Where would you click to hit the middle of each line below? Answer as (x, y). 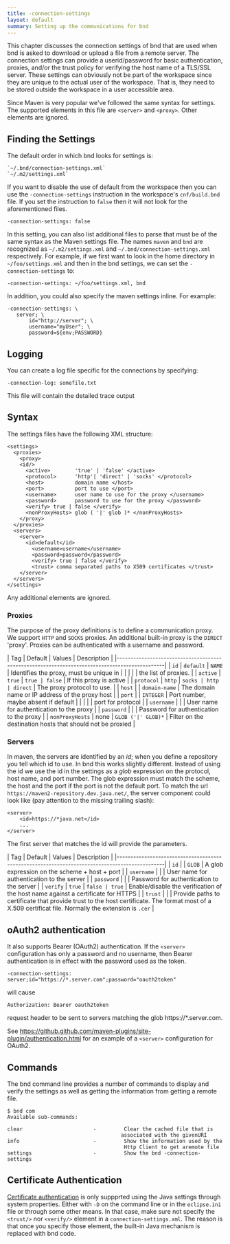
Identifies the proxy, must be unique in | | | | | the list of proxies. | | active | (116, 673)
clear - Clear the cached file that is (110, 1129)
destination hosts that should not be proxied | (71, 724)
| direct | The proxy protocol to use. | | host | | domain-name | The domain (111, 687)
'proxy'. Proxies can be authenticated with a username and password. (106, 645)
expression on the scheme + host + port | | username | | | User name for (107, 872)
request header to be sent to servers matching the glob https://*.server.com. (115, 1018)
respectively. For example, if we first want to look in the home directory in (111, 256)
